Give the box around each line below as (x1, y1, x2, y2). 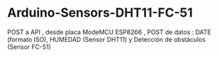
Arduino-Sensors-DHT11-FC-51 (7, 5, 194, 21)
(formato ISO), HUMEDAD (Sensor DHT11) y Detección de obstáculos (7, 35, 206, 43)
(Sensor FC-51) (7, 42, 51, 51)
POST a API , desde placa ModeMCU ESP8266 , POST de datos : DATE (7, 28, 212, 36)
